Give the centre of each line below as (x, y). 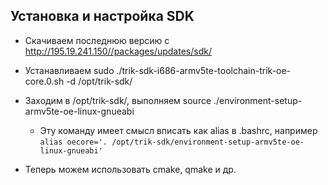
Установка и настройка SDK (102, 16)
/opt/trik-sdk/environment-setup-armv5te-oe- (208, 142)
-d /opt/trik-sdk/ (99, 81)
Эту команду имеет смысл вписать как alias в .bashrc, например (178, 130)
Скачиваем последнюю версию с (97, 40)
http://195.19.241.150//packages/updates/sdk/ (118, 51)
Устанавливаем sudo (69, 70)
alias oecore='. (73, 142)
